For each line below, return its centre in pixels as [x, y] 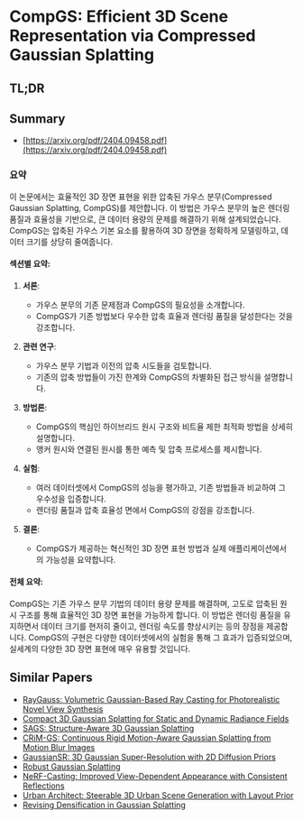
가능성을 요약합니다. [81, 559]
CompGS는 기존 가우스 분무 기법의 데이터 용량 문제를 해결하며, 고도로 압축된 [143, 604]
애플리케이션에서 [257, 548]
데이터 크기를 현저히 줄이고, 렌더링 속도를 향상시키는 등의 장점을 [152, 626]
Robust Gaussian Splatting [71, 766]
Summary [37, 119]
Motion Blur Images [59, 747]
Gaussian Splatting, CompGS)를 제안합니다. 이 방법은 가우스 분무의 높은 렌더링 [150, 207]
